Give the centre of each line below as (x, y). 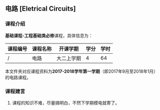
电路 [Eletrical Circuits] (40, 9)
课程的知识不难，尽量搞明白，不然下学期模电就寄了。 (66, 103)
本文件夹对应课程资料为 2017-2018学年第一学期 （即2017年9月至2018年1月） (81, 71)
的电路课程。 (18, 77)
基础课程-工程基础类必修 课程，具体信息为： (49, 35)
